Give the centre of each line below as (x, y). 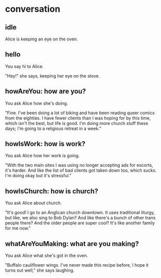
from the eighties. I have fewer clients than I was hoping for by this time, (78, 118)
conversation (33, 9)
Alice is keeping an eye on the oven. (42, 39)
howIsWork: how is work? (45, 144)
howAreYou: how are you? (46, 91)
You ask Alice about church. (33, 203)
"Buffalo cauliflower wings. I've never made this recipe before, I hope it (77, 265)
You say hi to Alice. (24, 66)
